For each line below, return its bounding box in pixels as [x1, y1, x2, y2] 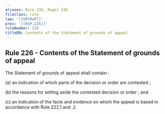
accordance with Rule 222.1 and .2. [5, 104, 77, 110]
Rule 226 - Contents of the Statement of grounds [5, 49, 160, 57]
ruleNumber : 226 [5, 26, 39, 31]
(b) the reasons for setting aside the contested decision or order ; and [5, 89, 149, 95]
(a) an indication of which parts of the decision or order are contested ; [5, 79, 151, 85]
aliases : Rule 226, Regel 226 [5, 7, 68, 12]
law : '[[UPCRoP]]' [5, 16, 43, 21]
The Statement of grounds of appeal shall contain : [5, 70, 110, 76]
